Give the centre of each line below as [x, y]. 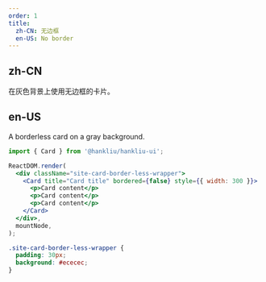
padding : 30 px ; [41, 255]
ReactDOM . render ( [37, 166]
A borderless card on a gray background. [77, 136]
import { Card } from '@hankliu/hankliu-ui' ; [86, 151]
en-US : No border [45, 38]
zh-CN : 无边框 [37, 31]
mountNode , [34, 226]
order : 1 [23, 16]
